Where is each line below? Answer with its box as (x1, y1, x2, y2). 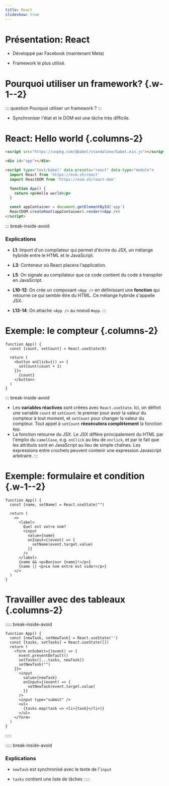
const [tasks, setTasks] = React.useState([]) (10, 640, 109, 645)
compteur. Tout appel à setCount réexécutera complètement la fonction (12, 420, 162, 427)
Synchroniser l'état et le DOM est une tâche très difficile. (12, 115, 130, 121)
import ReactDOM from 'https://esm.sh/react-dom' (10, 177, 116, 182)
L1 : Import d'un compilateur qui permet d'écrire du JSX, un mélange (12, 247, 153, 253)
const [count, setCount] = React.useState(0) (10, 346, 107, 351)
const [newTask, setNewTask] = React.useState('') (10, 636, 118, 641)
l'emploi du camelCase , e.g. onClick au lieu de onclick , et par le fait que (12, 437, 159, 443)
